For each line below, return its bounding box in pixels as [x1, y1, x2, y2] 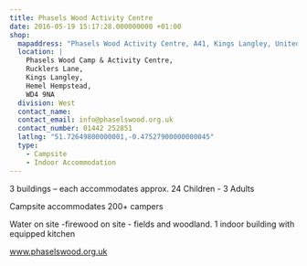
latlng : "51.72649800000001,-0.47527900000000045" [17, 133, 215, 142]
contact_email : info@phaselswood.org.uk [17, 115, 174, 124]
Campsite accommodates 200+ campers [9, 200, 164, 211]
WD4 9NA [26, 90, 55, 99]
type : [17, 141, 39, 150]
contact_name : [17, 107, 71, 116]
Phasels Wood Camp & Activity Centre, [26, 56, 174, 65]
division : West [17, 98, 76, 108]
